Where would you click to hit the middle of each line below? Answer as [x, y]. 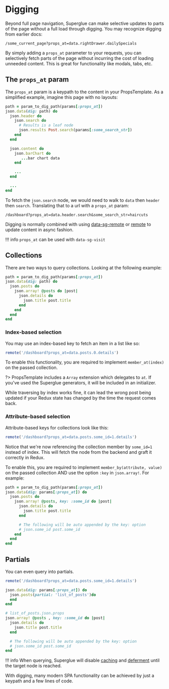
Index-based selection [33, 332]
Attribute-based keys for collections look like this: [57, 427]
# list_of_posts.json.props [35, 613]
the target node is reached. [34, 666]
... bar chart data [40, 158]
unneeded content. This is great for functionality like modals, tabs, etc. [79, 63]
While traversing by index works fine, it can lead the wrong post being [78, 393]
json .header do [26, 116]
